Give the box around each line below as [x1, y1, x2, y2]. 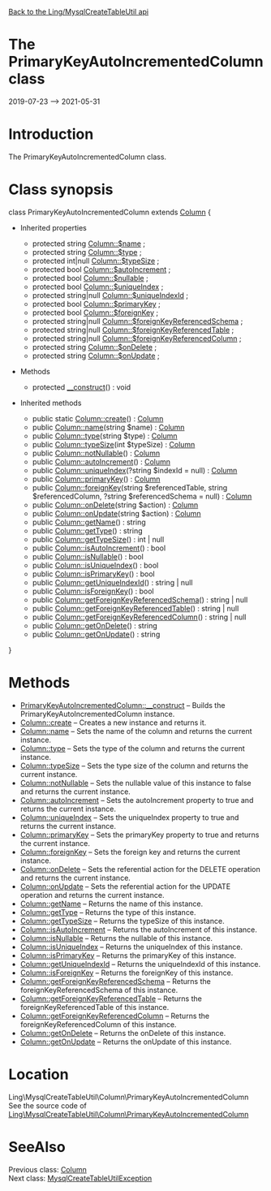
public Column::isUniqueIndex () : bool [32, 560, 159, 570]
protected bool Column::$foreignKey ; [32, 308, 159, 317]
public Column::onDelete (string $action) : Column [32, 499, 199, 510]
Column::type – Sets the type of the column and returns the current [19, 743, 245, 753]
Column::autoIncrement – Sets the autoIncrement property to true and [19, 795, 254, 805]
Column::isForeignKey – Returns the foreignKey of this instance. [19, 968, 234, 977]
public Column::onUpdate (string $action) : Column [32, 508, 201, 518]
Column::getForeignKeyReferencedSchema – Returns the [19, 976, 211, 986]
